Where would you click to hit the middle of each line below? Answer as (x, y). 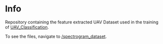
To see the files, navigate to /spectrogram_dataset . (56, 36)
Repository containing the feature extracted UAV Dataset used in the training (82, 22)
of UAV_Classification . (27, 27)
